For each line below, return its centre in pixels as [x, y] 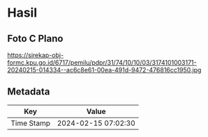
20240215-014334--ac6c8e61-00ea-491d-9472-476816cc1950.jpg [104, 70]
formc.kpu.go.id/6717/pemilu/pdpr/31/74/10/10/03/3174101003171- [102, 63]
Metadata [29, 92]
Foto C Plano [35, 39]
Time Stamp [31, 123]
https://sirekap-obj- [36, 55]
